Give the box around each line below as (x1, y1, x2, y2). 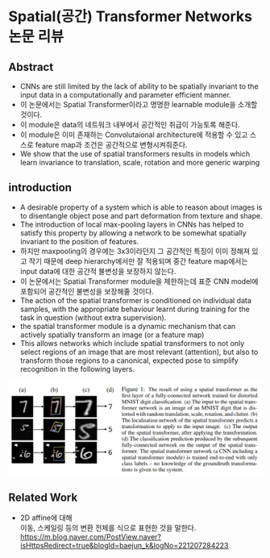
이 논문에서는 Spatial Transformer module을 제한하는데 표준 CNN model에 (19, 276, 259, 286)
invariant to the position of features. (19, 236, 139, 246)
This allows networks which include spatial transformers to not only (19, 338, 245, 348)
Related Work (8, 490, 78, 504)
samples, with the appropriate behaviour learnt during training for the (19, 304, 250, 314)
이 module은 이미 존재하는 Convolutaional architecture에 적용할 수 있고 (19, 130, 248, 139)
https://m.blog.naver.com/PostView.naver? (19, 532, 162, 542)
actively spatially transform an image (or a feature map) (19, 330, 205, 339)
